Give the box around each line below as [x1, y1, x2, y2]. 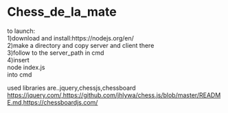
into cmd [7, 70, 32, 79]
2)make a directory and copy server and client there [7, 41, 155, 49]
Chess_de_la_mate [7, 4, 117, 20]
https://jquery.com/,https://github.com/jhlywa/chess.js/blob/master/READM [7, 90, 221, 99]
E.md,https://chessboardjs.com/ [7, 98, 98, 106]
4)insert [7, 55, 30, 64]
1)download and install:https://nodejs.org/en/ [7, 34, 134, 42]
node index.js [7, 63, 45, 71]
